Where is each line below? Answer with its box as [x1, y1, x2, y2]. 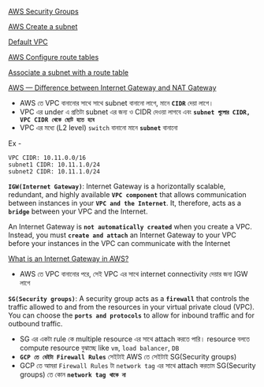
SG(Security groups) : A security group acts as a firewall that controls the [8, 294, 250, 303]
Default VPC [8, 37, 49, 47]
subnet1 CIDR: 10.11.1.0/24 [8, 161, 101, 169]
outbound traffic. [8, 319, 63, 328]
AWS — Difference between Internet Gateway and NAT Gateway [8, 83, 217, 92]
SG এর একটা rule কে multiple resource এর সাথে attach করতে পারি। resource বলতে [19, 334, 250, 344]
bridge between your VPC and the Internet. [8, 207, 148, 216]
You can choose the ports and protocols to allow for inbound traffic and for [8, 311, 255, 320]
